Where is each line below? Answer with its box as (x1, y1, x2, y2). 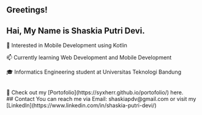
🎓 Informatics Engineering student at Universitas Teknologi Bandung (6, 68, 182, 75)
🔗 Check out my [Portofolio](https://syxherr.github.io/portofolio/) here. (6, 89, 184, 96)
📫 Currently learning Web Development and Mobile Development (6, 54, 172, 61)
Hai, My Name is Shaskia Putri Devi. (6, 26, 145, 36)
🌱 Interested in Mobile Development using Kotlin (6, 42, 127, 49)
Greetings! (6, 5, 48, 15)
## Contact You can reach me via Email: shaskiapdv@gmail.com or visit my (6, 96, 196, 103)
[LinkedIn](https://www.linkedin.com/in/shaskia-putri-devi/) (6, 102, 157, 109)
